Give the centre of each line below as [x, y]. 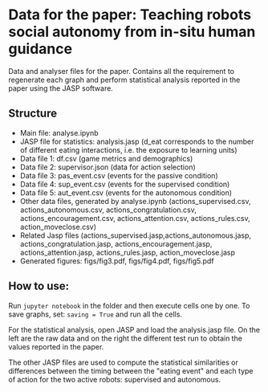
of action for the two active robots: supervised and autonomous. [115, 379]
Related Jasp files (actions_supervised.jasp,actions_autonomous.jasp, [135, 235]
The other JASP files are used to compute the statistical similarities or [124, 362]
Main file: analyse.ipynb [59, 133]
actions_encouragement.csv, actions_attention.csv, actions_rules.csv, [135, 218]
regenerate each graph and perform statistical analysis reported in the [124, 80]
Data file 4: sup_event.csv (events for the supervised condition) [125, 184]
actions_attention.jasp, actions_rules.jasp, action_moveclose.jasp [127, 252]
